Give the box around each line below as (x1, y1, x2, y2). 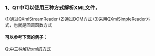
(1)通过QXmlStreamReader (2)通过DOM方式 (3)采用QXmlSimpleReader (5, 16, 146, 22)
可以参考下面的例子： (5, 34, 48, 40)
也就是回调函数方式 (13, 22, 52, 28)
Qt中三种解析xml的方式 (5, 46, 51, 52)
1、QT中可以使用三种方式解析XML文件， (5, 4, 101, 11)
